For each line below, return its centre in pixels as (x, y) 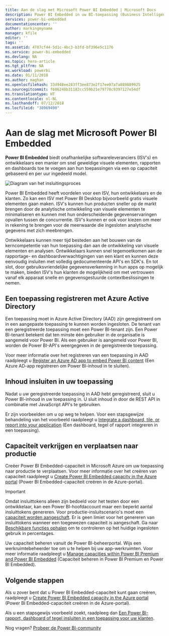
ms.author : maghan (24, 80)
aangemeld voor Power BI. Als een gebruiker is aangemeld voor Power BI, (81, 340)
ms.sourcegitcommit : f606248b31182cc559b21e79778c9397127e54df (73, 89)
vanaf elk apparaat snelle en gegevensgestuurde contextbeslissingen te (80, 278)
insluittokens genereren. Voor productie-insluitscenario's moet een (74, 512)
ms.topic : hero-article (30, 61)
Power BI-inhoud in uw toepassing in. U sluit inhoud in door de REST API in (83, 399)
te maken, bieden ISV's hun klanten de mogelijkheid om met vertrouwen (80, 272)
